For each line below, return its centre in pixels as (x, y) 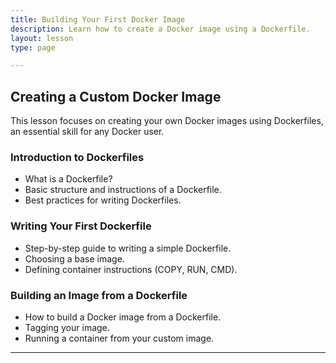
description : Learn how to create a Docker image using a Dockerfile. (160, 29)
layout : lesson (42, 38)
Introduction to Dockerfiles (77, 157)
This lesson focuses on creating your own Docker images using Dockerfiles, (167, 121)
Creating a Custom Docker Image (116, 96)
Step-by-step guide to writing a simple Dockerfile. (128, 248)
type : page (33, 47)
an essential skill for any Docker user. (87, 132)
